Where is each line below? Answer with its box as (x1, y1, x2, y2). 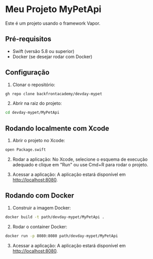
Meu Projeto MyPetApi (5, 4, 102, 15)
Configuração (5, 68, 50, 77)
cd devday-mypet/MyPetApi (5, 110, 59, 115)
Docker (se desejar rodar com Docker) (12, 53, 93, 59)
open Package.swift (5, 147, 46, 152)
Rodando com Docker (5, 191, 74, 200)
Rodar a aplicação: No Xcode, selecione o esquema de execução (12, 156, 148, 162)
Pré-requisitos (5, 35, 52, 43)
